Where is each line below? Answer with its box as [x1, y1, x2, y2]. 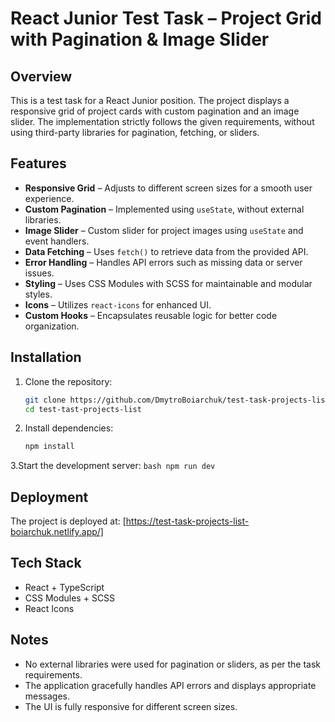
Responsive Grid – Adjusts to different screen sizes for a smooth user [24, 182, 313, 194]
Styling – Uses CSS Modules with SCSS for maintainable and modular [24, 277, 313, 289]
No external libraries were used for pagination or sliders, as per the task [24, 658, 322, 670]
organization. [24, 320, 80, 332]
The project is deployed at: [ [10, 515, 127, 527]
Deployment [10, 488, 89, 506]
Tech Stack [10, 555, 82, 572]
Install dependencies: [24, 422, 114, 434]
